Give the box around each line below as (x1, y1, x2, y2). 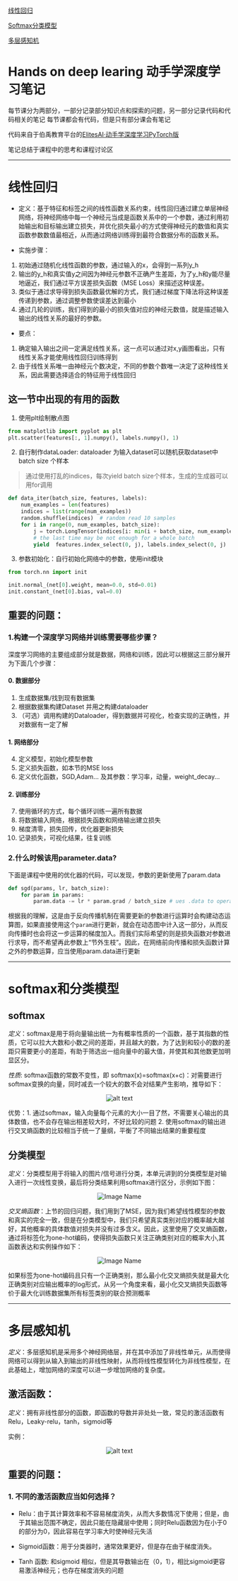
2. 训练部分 (8, 789, 41, 799)
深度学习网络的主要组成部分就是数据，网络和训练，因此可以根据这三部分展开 (8, 650, 231, 658)
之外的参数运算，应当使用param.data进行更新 (8, 947, 141, 955)
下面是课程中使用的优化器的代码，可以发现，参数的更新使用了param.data (8, 870, 221, 879)
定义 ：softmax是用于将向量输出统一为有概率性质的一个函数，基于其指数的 (8, 1030, 223, 1038)
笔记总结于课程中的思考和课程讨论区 (8, 145, 114, 154)
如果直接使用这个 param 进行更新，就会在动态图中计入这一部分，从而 (26, 921, 222, 929)
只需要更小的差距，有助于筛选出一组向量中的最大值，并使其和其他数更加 (13, 1047, 225, 1056)
